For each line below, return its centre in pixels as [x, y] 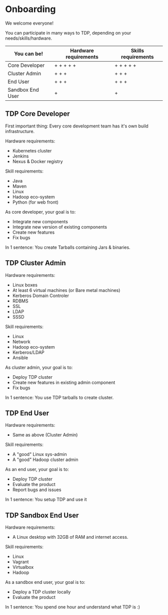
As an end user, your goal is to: [37, 470]
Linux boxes [25, 285]
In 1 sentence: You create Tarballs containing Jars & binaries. [68, 247]
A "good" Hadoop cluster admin [45, 459]
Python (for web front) [35, 202]
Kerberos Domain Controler [40, 295]
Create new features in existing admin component [64, 382]
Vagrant [20, 562]
